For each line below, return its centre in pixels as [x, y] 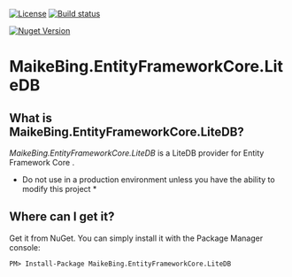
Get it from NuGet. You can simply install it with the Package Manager [136, 238]
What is [31, 118]
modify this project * [59, 189]
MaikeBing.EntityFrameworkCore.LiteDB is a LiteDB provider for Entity [137, 153]
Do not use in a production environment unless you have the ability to [149, 180]
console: [25, 247]
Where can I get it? [62, 217]
